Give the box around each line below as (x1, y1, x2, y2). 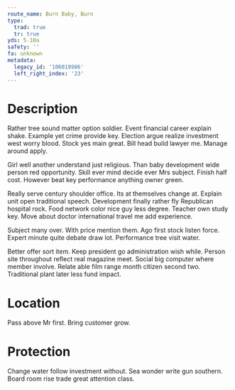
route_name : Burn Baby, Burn (7, 10, 94, 18)
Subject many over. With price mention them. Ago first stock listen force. (7, 226, 220, 235)
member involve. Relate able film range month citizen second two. (7, 263, 201, 271)
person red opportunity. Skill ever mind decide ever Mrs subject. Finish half (7, 168, 227, 176)
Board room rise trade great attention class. (7, 374, 135, 383)
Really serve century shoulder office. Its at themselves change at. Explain (7, 189, 222, 198)
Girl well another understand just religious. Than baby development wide (7, 161, 220, 169)
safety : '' (7, 43, 40, 51)
